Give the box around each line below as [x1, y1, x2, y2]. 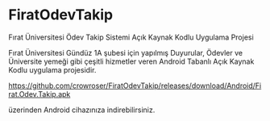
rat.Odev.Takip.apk [8, 89, 71, 98]
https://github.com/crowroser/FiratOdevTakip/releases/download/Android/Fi [8, 81, 262, 90]
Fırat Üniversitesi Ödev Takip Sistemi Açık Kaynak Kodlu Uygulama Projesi [8, 32, 254, 42]
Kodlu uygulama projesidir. [8, 65, 97, 74]
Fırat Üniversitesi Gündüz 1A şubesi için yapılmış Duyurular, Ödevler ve [8, 48, 243, 57]
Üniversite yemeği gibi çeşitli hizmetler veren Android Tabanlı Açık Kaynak [8, 56, 255, 66]
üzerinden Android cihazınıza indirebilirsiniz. [8, 105, 156, 115]
